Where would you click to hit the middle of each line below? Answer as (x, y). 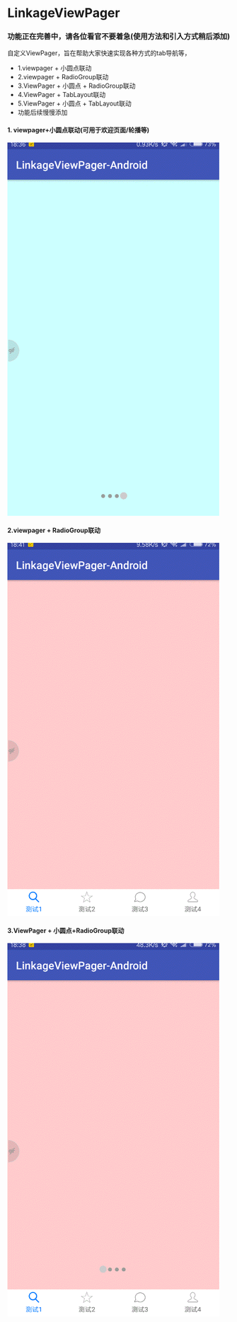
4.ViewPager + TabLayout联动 (62, 95)
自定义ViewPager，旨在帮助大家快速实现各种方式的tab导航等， (99, 53)
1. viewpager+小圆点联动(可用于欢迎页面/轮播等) (79, 130)
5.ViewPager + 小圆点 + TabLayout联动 (75, 103)
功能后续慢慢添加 (42, 113)
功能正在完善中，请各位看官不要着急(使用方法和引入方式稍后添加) (119, 37)
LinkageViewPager (64, 13)
